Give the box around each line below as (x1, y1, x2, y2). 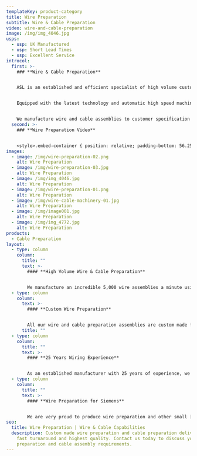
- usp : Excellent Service (11, 52, 75, 58)
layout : (6, 241, 25, 247)
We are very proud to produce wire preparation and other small (27, 414, 188, 420)
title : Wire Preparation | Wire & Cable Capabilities (11, 425, 145, 431)
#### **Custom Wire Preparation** (27, 307, 111, 312)
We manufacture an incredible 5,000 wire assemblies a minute (27, 284, 182, 290)
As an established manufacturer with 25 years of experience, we (27, 371, 191, 377)
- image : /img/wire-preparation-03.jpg (11, 165, 109, 171)
